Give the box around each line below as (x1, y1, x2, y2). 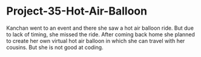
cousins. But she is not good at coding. (6, 44, 104, 51)
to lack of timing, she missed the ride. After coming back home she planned (6, 30, 196, 38)
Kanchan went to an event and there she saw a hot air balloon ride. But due (6, 24, 194, 32)
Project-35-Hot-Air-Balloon (6, 4, 147, 18)
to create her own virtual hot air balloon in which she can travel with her (6, 37, 185, 44)
